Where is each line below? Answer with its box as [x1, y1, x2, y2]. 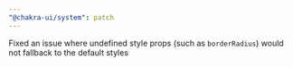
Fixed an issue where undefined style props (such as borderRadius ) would [8, 38, 284, 48]
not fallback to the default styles [8, 46, 128, 58]
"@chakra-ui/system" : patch [8, 13, 115, 22]
